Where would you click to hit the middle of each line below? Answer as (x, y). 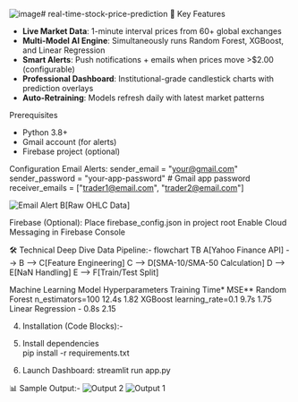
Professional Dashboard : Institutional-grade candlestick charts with (148, 79)
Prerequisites (34, 115)
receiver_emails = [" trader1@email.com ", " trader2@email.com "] (127, 188)
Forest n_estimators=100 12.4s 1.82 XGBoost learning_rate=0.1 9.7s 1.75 (140, 299)
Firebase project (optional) (71, 151)
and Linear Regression (64, 50)
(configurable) (49, 69)
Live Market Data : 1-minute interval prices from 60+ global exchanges (152, 31)
